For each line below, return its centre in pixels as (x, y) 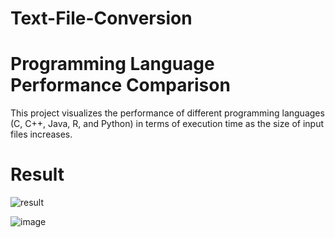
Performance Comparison (120, 85)
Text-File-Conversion (101, 18)
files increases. (41, 134)
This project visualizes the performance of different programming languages (167, 113)
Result (37, 174)
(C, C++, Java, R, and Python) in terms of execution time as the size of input (167, 124)
